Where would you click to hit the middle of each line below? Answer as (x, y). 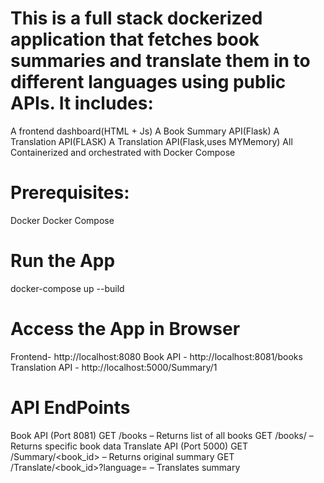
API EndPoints (70, 407)
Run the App (63, 261)
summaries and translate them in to (160, 61)
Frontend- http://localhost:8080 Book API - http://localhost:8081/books (156, 356)
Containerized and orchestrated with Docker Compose (123, 152)
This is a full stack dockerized (136, 18)
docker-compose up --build (67, 288)
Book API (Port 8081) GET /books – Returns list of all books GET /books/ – (162, 435)
